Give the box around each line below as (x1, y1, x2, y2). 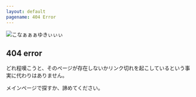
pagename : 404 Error (6, 14, 57, 20)
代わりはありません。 (16, 72, 68, 79)
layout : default (6, 8, 46, 15)
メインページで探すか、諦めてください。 (6, 85, 104, 92)
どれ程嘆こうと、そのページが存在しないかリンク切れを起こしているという (6, 65, 185, 72)
